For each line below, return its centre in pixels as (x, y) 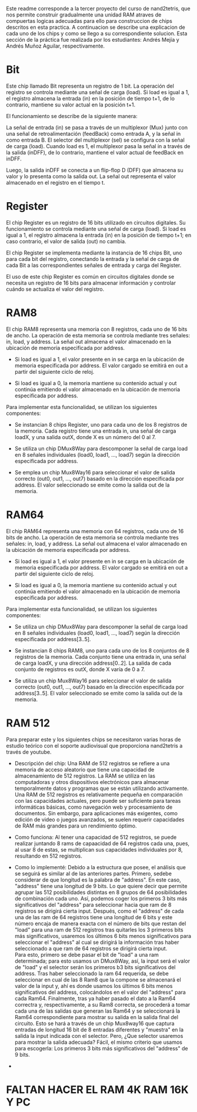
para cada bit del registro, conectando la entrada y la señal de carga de (93, 259)
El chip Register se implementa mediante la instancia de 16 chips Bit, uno (94, 253)
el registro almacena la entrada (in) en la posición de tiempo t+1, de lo (91, 98)
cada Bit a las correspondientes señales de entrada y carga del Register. (94, 265)
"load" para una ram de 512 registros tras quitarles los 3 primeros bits (99, 930)
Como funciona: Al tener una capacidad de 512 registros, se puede (96, 837)
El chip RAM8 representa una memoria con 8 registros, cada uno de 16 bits (97, 329)
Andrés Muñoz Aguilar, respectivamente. (55, 46)
